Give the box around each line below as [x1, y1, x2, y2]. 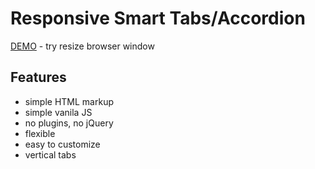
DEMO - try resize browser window [10, 40, 155, 52]
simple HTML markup [24, 95, 114, 107]
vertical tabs [24, 148, 77, 161]
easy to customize [24, 138, 101, 150]
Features [10, 69, 67, 86]
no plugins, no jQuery [24, 117, 114, 129]
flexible [24, 127, 56, 139]
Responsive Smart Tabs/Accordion [10, 7, 306, 30]
